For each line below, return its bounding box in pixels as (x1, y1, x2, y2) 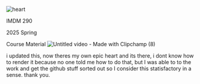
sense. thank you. (6, 71, 50, 78)
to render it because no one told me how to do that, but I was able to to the (6, 59, 192, 65)
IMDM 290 (6, 17, 33, 24)
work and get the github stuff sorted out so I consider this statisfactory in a (6, 65, 192, 72)
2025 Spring (6, 29, 37, 36)
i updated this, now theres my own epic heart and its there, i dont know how (6, 52, 194, 59)
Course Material (6, 41, 46, 47)
